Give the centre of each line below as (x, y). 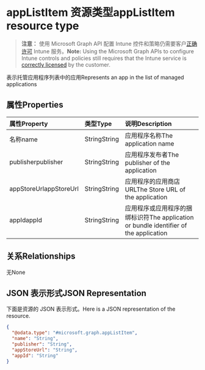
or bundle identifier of (156, 225)
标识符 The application (162, 217)
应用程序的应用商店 (152, 181)
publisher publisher (36, 161)
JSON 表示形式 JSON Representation (76, 293)
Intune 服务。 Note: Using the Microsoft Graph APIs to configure (113, 51)
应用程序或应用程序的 (155, 208)
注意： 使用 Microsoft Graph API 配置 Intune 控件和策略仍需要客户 (104, 43)
